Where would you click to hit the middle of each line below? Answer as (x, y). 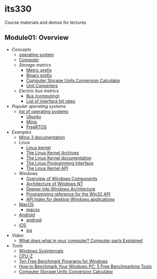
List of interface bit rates (51, 101)
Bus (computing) (43, 96)
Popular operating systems (39, 106)
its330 (18, 9)
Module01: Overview (37, 38)
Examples (21, 132)
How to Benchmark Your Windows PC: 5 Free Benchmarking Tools (85, 266)
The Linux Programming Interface (60, 163)
